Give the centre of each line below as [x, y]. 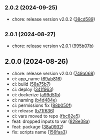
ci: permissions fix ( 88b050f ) [42, 105]
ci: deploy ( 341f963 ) [33, 89]
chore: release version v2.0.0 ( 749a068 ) [53, 74]
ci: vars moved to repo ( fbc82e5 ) [46, 116]
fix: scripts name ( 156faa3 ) [39, 132]
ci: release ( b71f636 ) [33, 111]
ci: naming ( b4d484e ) [34, 100]
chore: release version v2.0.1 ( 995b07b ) [53, 46]
